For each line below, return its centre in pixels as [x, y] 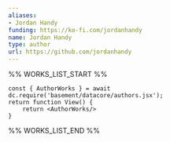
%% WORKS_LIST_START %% [58, 74]
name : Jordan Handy [40, 37]
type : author [30, 45]
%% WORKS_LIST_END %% [54, 131]
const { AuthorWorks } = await [59, 89]
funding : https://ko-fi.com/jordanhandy [76, 30]
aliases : [22, 15]
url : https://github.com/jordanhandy [70, 52]
